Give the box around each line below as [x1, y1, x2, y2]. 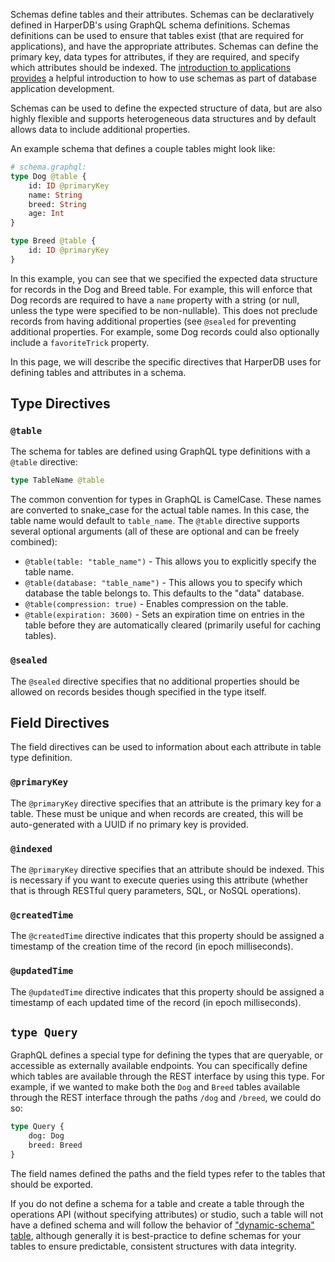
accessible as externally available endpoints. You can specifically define [10, 1060, 308, 1072]
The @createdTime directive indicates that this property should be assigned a [10, 930, 325, 942]
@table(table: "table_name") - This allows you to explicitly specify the [24, 555, 317, 568]
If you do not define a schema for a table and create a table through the [10, 1197, 305, 1209]
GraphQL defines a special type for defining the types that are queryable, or [10, 1049, 323, 1061]
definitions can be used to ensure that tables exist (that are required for [10, 30, 305, 41]
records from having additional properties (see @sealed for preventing [10, 315, 297, 327]
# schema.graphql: [10, 162, 87, 172]
